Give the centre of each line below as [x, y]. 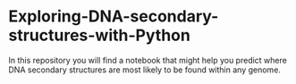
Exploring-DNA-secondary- [114, 17]
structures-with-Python [100, 35]
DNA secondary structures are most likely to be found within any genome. [144, 70]
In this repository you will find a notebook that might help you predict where [148, 60]
